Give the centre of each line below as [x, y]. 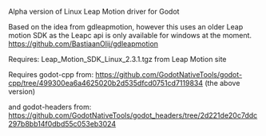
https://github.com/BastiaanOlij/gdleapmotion [83, 44]
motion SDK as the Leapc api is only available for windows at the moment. [130, 35]
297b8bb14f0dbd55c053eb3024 [62, 124]
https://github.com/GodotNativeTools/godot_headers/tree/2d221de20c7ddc [133, 115]
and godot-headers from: [50, 107]
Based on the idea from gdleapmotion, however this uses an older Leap [126, 27]
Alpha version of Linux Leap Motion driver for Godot [94, 12]
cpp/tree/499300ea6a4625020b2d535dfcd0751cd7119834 [106, 83]
